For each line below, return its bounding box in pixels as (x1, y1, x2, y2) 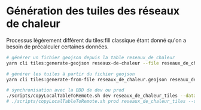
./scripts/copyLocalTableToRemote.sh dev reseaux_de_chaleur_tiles (6, 93, 178, 99)
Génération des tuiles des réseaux (6, 4, 180, 18)
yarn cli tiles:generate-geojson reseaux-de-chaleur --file (6, 60, 160, 66)
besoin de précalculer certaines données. (6, 43, 109, 50)
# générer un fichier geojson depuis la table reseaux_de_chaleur (6, 54, 175, 60)
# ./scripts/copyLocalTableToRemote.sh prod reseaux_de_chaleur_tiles (6, 99, 186, 105)
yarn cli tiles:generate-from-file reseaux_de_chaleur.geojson (6, 77, 167, 82)
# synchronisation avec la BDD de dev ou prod (6, 87, 124, 93)
